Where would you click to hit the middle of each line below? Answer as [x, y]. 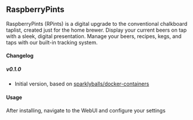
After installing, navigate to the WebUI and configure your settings [86, 110]
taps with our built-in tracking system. [52, 42]
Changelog [20, 56]
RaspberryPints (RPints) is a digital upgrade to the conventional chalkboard [97, 23]
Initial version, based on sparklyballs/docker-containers [82, 84]
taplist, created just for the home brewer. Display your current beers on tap [97, 30]
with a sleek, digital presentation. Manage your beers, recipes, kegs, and [94, 36]
